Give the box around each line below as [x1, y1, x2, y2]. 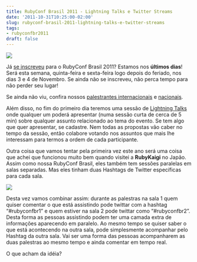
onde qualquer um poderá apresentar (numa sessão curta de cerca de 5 [6, 111, 182, 118]
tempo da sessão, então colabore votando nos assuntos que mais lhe [6, 130, 175, 137]
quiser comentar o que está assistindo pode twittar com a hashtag [6, 201, 168, 208]
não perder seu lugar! [6, 82, 59, 89]
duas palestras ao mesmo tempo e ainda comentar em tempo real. [6, 239, 168, 246]
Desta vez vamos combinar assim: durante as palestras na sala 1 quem [6, 195, 178, 202]
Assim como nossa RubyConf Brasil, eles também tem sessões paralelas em [6, 160, 192, 167]
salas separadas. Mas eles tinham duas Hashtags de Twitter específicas [6, 166, 182, 173]
